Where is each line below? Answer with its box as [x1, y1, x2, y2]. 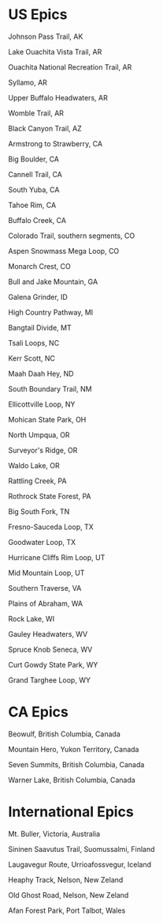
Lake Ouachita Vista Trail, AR [8, 47, 102, 56]
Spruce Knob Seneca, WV [8, 645, 93, 654]
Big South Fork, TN [8, 506, 70, 516]
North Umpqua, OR [8, 429, 70, 440]
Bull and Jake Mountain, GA [8, 277, 98, 286]
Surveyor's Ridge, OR [8, 445, 78, 455]
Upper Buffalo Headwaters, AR [8, 93, 108, 102]
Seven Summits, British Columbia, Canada [8, 759, 145, 769]
